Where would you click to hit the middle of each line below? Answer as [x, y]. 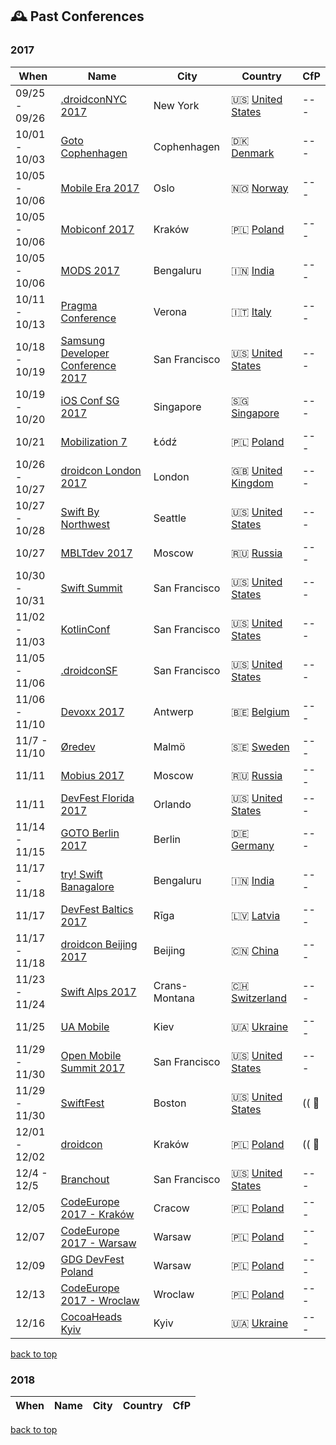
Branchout [85, 1179]
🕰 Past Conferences [77, 16]
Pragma [79, 305]
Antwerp [173, 711]
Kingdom [252, 483]
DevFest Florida [97, 798]
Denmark [253, 153]
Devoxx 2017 [92, 711]
